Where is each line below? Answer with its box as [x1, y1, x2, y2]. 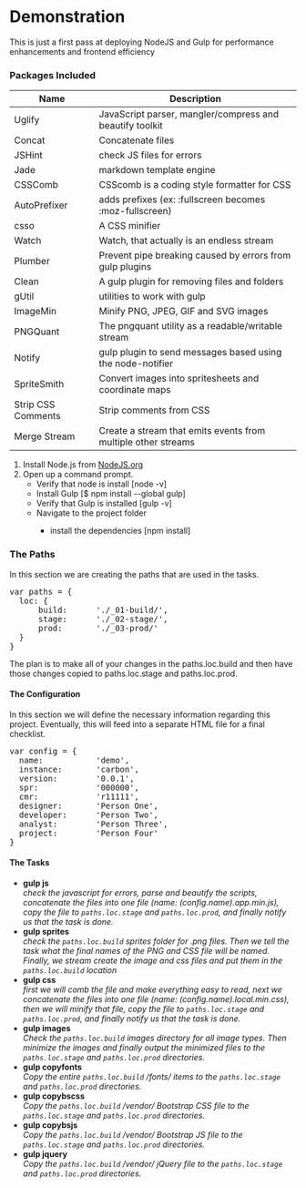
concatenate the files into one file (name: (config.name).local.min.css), [22, 993, 290, 1004]
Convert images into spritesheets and [98, 372, 260, 384]
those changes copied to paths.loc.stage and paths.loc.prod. [9, 668, 239, 679]
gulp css [22, 974, 56, 985]
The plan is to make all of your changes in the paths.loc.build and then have [9, 658, 293, 669]
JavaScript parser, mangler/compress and [98, 108, 280, 120]
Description [169, 93, 221, 106]
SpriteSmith [14, 378, 65, 391]
